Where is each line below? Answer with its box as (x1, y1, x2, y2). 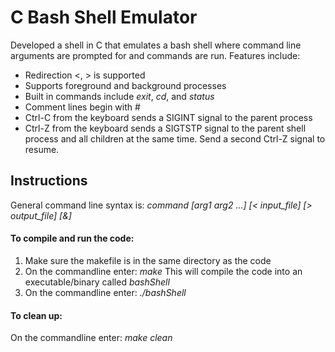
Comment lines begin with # (24, 101, 141, 113)
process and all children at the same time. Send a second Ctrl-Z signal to (24, 132, 326, 145)
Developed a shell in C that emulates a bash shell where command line (10, 39, 302, 51)
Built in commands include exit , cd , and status (24, 90, 215, 102)
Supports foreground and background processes (24, 79, 227, 91)
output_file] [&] (10, 209, 72, 221)
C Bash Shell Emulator (10, 6, 198, 29)
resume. (24, 143, 60, 155)
